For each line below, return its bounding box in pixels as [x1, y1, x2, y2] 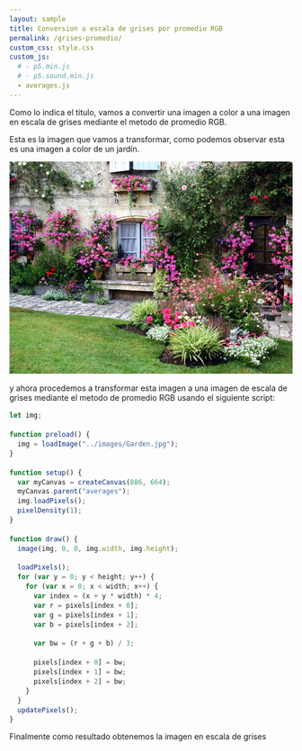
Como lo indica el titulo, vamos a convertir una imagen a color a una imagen [9, 106, 290, 117]
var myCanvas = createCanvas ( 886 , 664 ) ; [17, 477, 171, 486]
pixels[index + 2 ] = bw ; [32, 676, 127, 686]
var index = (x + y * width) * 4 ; [32, 592, 164, 601]
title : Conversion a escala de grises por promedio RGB [9, 23, 223, 33]
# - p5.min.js [17, 62, 70, 71]
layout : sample [9, 14, 67, 23]
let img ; [9, 411, 42, 421]
